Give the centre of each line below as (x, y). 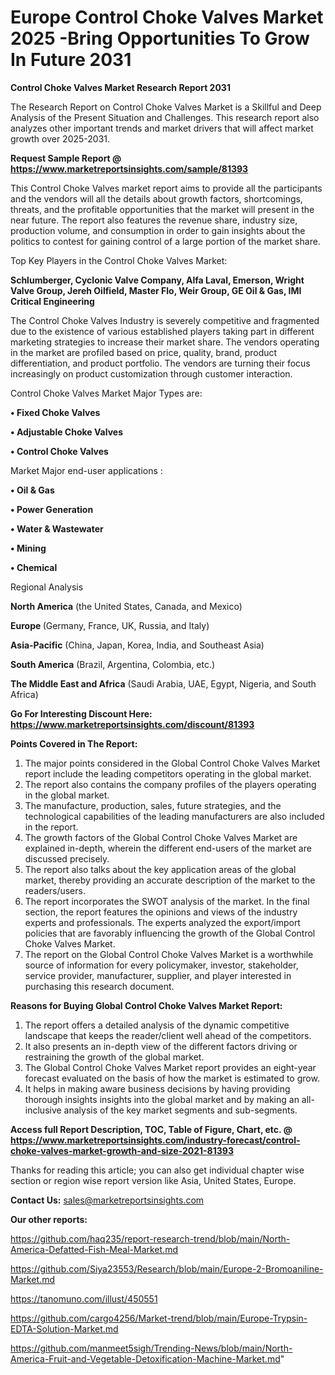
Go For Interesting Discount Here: (81, 713)
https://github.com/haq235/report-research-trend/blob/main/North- (150, 1238)
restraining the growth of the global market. (114, 1057)
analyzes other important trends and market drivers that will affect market (162, 128)
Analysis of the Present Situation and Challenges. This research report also (165, 117)
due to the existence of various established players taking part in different (162, 331)
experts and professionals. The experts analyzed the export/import (162, 922)
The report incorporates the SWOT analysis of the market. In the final (167, 901)
